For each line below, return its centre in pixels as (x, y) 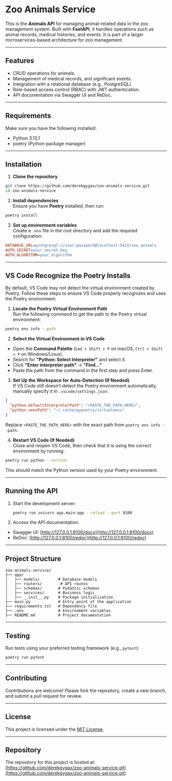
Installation (24, 164)
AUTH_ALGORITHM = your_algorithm (39, 255)
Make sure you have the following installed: (51, 128)
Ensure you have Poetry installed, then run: (58, 206)
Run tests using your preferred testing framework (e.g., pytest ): (72, 648)
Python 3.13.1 (26, 138)
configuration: (27, 236)
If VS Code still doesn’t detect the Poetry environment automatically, (85, 386)
